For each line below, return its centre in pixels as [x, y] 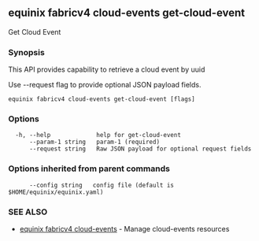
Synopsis [26, 52]
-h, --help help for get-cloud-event [98, 135]
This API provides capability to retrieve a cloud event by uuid [107, 69]
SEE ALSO [28, 212]
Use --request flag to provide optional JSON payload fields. [105, 85]
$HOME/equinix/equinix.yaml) [56, 192]
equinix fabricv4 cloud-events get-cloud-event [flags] [102, 99]
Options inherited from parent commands [89, 169]
